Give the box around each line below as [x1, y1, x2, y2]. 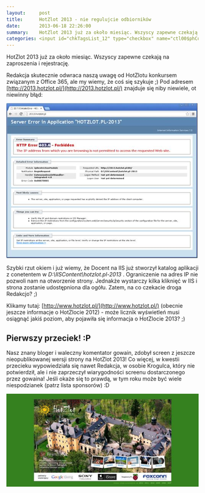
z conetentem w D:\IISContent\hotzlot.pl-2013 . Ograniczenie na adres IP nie [6, 271, 198, 278]
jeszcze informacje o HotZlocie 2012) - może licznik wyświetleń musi [6, 309, 180, 316]
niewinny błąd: [6, 91, 43, 98]
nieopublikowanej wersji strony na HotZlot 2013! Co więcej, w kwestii [6, 355, 180, 363]
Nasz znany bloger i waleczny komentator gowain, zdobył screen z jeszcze [6, 349, 195, 356]
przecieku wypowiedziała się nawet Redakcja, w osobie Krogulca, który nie [6, 361, 195, 369]
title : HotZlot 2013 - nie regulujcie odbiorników [6, 16, 151, 23]
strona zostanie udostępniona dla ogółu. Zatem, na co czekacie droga [6, 284, 182, 291]
